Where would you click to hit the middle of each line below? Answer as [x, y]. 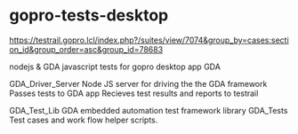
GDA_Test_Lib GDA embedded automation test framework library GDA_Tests [149, 110]
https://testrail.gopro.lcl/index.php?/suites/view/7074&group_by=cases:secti [149, 40]
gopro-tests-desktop [89, 16]
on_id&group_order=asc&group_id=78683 [86, 49]
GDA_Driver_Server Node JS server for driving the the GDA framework [138, 83]
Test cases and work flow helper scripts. [84, 120]
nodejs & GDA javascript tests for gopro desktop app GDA [115, 67]
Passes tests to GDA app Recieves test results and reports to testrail [134, 93]
